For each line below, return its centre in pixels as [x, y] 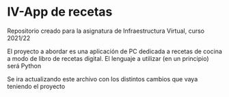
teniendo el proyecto [36, 86]
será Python [24, 66]
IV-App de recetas [60, 12]
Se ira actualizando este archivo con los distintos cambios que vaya [103, 79]
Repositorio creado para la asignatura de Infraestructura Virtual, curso [106, 31]
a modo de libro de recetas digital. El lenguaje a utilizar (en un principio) [108, 58]
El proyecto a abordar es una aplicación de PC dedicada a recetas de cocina [114, 51]
